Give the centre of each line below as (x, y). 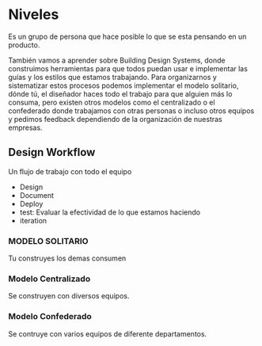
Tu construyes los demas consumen (67, 258)
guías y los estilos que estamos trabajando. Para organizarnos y (113, 77)
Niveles (34, 15)
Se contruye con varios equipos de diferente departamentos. (108, 333)
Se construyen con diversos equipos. (69, 296)
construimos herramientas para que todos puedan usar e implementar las (128, 68)
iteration (33, 220)
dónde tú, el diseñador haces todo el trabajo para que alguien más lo (120, 93)
